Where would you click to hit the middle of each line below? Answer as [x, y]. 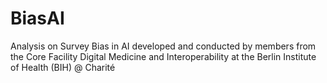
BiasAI [37, 18]
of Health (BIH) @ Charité [63, 67]
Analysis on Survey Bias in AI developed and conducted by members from [163, 46]
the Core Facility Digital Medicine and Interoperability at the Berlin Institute [163, 56]
